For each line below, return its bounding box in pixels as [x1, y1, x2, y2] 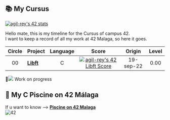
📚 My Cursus [5, 5, 50, 13]
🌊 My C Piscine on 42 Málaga [5, 91, 99, 99]
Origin [125, 47, 141, 54]
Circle [8, 47, 23, 54]
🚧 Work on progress [5, 76, 52, 82]
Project [27, 47, 46, 54]
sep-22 [123, 63, 143, 70]
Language [50, 47, 75, 54]
